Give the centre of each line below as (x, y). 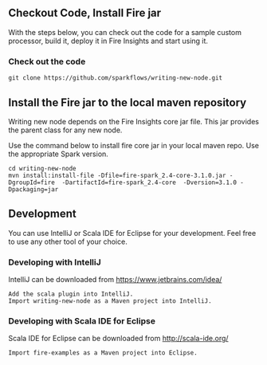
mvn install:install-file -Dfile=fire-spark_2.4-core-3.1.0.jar (117, 175)
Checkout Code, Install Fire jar (85, 13)
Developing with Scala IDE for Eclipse (82, 320)
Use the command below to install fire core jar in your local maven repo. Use (134, 145)
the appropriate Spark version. (59, 154)
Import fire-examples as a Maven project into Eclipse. (103, 353)
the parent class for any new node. (65, 130)
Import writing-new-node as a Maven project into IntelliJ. (110, 301)
